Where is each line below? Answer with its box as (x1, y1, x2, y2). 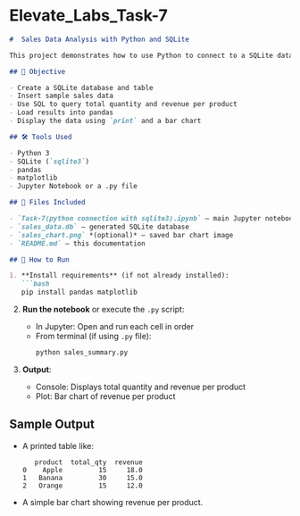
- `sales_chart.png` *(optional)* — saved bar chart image (9, 230, 234, 239)
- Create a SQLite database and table (9, 83, 154, 92)
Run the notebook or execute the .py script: (21, 304, 185, 315)
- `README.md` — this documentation (9, 238, 146, 248)
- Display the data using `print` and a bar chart (9, 117, 202, 126)
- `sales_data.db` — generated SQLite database (9, 222, 190, 231)
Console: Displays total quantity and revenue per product (35, 381, 246, 392)
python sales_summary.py (35, 348, 129, 357)
